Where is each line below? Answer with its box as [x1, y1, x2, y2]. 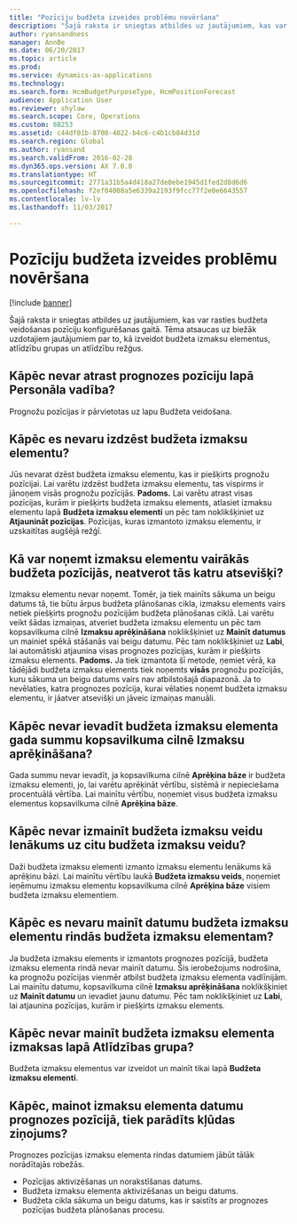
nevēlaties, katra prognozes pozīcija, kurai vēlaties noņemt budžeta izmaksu [9, 683, 288, 694]
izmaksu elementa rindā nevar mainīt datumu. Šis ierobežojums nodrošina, [9, 962, 282, 973]
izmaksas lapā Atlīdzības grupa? [9, 1039, 194, 1054]
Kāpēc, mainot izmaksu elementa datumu [9, 1098, 244, 1113]
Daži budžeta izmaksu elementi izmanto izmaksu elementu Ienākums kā [9, 861, 272, 871]
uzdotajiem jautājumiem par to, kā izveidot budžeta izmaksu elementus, [9, 333, 270, 344]
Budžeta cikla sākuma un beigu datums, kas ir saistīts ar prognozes [21, 1196, 269, 1206]
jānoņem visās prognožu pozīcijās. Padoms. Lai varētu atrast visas [9, 488, 254, 498]
